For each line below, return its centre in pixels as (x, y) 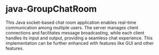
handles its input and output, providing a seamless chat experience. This (79, 38)
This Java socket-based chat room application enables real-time (71, 22)
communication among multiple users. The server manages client (72, 27)
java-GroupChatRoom (51, 9)
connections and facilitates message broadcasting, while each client (75, 33)
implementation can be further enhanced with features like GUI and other (80, 43)
